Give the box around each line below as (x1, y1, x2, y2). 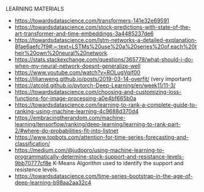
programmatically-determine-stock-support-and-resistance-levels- (14, 153, 184, 160)
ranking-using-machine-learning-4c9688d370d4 (14, 108, 139, 115)
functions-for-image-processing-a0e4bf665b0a (14, 94, 137, 102)
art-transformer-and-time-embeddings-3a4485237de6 (14, 30, 154, 37)
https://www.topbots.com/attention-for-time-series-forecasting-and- (14, 133, 189, 141)
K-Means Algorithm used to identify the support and (53, 160, 184, 166)
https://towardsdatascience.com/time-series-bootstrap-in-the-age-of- (14, 172, 193, 179)
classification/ (14, 140, 50, 147)
